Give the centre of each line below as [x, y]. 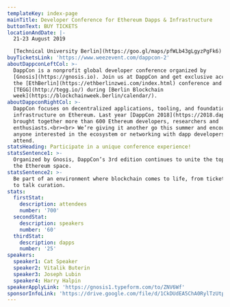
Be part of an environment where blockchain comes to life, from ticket [119, 179]
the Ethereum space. [42, 166]
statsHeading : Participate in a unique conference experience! [99, 147]
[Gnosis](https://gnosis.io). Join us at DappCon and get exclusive [113, 77]
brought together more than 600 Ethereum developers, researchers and [116, 121]
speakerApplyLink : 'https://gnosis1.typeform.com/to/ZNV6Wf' [96, 287]
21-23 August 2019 [40, 39]
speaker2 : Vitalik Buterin [52, 268]
